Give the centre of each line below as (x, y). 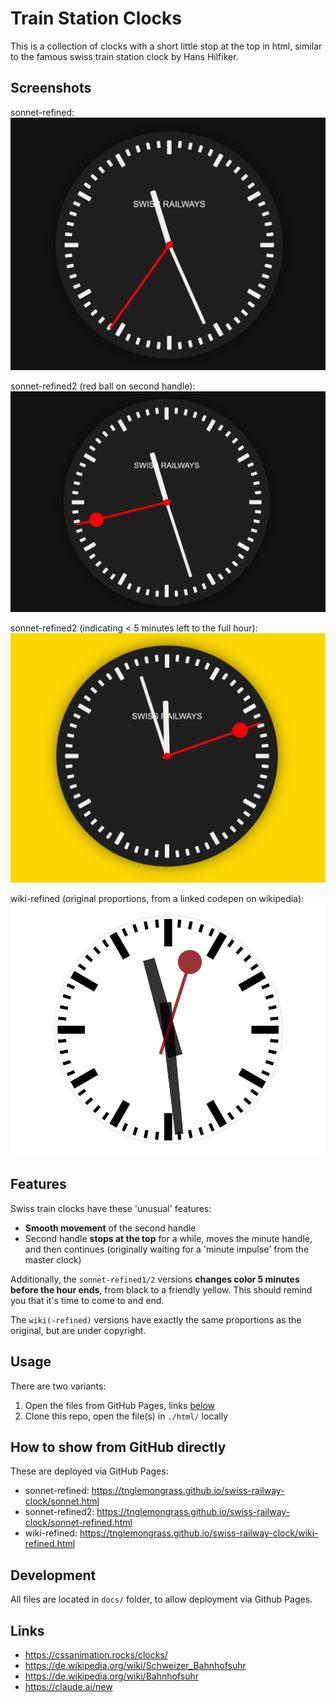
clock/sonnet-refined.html (78, 1523)
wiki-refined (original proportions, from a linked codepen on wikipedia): (157, 899)
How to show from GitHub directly (118, 1447)
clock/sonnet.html (62, 1501)
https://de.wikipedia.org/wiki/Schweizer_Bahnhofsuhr (135, 1665)
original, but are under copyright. (78, 1330)
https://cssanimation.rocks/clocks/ (96, 1654)
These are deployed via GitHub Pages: (89, 1471)
